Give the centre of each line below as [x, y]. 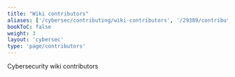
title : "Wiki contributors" [48, 14]
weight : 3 [22, 33]
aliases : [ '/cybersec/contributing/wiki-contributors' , [90, 20]
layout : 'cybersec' [36, 40]
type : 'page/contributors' [47, 46]
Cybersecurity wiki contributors [53, 66]
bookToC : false [29, 27]
